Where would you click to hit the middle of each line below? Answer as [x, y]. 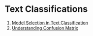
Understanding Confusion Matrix [45, 28]
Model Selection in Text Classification [50, 23]
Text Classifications [46, 9]
